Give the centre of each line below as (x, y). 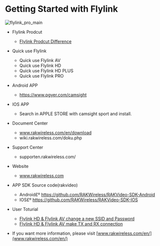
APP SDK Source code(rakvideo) (45, 185)
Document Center (30, 123)
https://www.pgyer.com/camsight (53, 95)
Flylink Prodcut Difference (45, 41)
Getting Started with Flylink (62, 9)
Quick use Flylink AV (40, 60)
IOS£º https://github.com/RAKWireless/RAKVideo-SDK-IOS (79, 200)
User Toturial (25, 209)
